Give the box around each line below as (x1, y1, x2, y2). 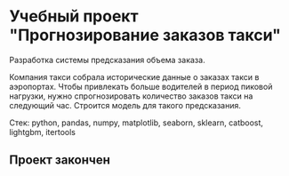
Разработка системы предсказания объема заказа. (9, 54, 206, 65)
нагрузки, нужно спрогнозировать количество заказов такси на (9, 91, 253, 101)
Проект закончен (9, 153, 111, 168)
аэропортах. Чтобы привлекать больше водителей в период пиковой (9, 81, 273, 92)
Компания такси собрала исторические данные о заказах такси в (9, 71, 260, 82)
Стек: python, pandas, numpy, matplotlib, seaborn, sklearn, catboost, (9, 117, 264, 128)
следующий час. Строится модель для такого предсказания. (9, 100, 242, 110)
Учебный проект (9, 6, 139, 27)
